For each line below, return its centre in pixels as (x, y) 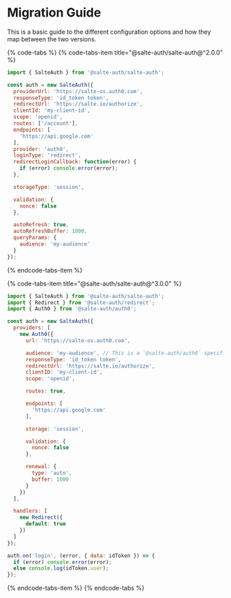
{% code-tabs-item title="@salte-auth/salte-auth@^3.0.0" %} (95, 283)
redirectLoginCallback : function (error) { (75, 162)
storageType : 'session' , (49, 187)
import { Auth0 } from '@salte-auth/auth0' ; (72, 309)
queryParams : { (35, 238)
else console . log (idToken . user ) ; (61, 568)
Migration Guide (54, 13)
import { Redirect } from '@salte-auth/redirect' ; (81, 302)
